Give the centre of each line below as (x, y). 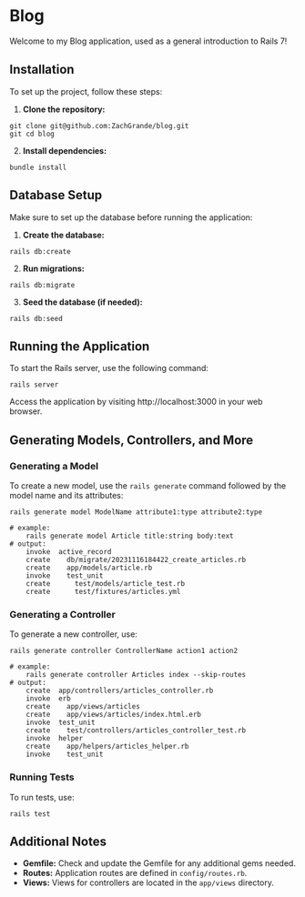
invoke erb (48, 699)
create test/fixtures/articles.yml (103, 592)
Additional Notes (58, 842)
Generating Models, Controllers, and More (132, 440)
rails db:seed (36, 318)
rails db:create (40, 251)
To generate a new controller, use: (74, 634)
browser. (26, 411)
